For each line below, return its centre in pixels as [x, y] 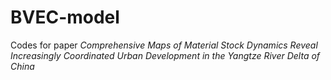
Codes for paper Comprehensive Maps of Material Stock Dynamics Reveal [164, 45]
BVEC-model [65, 17]
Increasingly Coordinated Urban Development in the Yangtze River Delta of [165, 55]
